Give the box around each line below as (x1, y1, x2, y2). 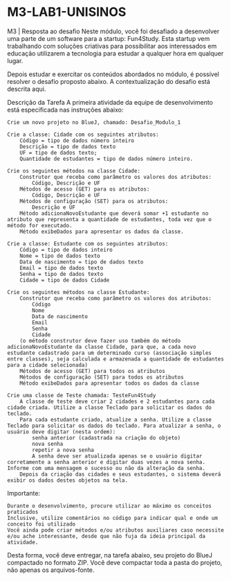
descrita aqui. (7, 85, 46, 93)
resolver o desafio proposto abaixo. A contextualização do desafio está (7, 77, 211, 85)
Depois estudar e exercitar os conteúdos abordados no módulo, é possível (7, 70, 219, 78)
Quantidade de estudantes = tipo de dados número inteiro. (19, 155, 194, 162)
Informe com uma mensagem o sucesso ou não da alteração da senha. (7, 465, 206, 471)
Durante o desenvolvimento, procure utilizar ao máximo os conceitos (7, 502, 212, 510)
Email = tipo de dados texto (19, 264, 104, 271)
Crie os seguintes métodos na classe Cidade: (7, 167, 140, 174)
